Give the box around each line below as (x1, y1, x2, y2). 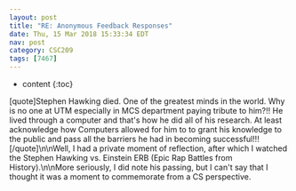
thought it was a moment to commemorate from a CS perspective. (9, 171, 252, 182)
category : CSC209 (9, 46, 74, 55)
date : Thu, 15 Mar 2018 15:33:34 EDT (9, 29, 149, 38)
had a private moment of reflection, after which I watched (76, 143, 287, 154)
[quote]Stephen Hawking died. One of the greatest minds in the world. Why (9, 96, 285, 107)
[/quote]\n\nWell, (9, 143, 71, 154)
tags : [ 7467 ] (9, 54, 58, 63)
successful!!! (212, 134, 260, 144)
